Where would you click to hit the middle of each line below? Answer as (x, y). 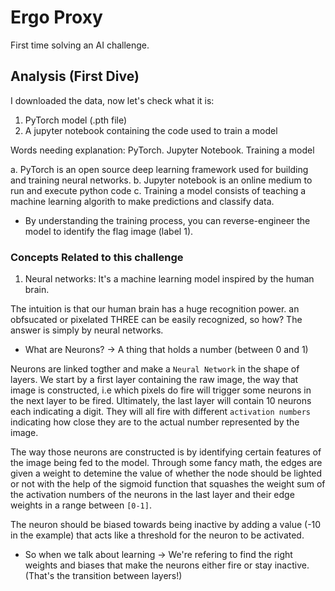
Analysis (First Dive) (75, 76)
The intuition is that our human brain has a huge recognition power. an (155, 309)
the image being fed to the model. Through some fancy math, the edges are (166, 463)
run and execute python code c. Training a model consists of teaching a (158, 190)
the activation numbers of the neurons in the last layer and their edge (152, 495)
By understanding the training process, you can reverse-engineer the (167, 220)
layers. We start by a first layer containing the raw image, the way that (154, 380)
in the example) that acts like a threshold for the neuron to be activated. (157, 535)
